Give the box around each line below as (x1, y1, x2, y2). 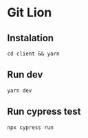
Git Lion (7, 5, 52, 21)
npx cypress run (7, 124, 54, 131)
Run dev (7, 69, 43, 80)
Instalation (7, 32, 54, 44)
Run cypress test (7, 106, 81, 117)
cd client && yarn (7, 50, 60, 57)
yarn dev (7, 87, 32, 94)
